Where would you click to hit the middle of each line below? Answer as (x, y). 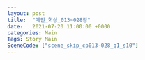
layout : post (26, 13)
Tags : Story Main (32, 39)
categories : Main (32, 33)
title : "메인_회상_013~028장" (49, 20)
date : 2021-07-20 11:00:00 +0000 (59, 26)
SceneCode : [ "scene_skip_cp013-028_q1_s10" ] (73, 46)
